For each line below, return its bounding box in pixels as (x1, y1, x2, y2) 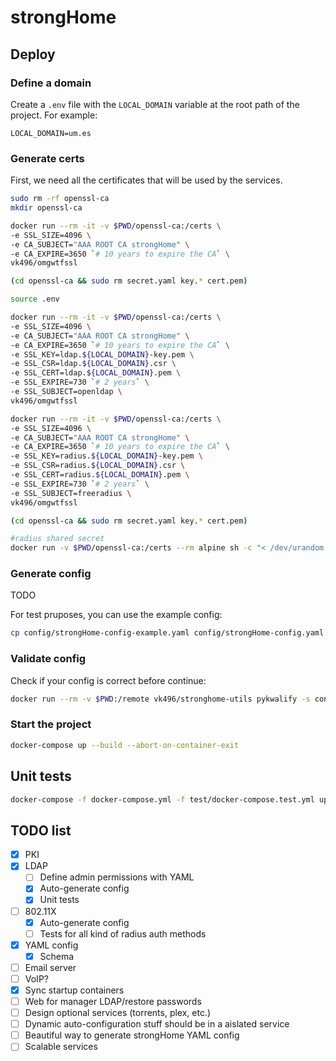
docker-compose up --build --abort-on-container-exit (10, 740, 240, 750)
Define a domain (10, 76, 92, 90)
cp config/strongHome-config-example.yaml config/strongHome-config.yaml (10, 628, 325, 638)
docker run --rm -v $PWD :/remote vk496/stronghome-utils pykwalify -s (10, 694, 311, 704)
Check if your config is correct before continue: (10, 674, 207, 686)
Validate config (10, 652, 87, 666)
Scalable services (24, 1041, 98, 1053)
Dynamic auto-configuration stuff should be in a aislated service (24, 1018, 290, 1030)
